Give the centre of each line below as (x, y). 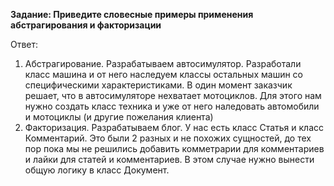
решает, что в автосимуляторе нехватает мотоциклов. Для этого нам (173, 95)
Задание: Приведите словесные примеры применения (132, 14)
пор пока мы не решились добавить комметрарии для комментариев (174, 148)
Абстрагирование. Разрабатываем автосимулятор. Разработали (163, 63)
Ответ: (24, 44)
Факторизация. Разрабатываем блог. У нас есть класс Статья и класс (174, 127)
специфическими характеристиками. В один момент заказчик (158, 85)
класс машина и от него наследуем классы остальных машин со (163, 74)
